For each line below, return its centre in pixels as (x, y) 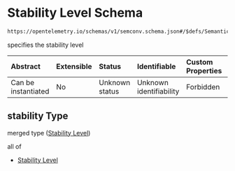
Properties (204, 70)
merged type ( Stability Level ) (49, 133)
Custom (200, 62)
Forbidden (203, 87)
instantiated (30, 91)
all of (15, 146)
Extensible (74, 66)
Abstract (26, 66)
